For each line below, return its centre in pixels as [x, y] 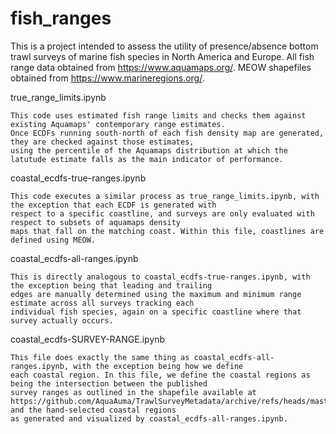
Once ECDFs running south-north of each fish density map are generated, [167, 133]
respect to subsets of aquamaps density [96, 222]
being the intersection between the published [109, 383]
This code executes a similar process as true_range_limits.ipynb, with [165, 196]
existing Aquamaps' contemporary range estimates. [118, 124]
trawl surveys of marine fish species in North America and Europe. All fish [162, 56]
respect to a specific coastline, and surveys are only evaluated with [162, 213]
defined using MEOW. [53, 240]
